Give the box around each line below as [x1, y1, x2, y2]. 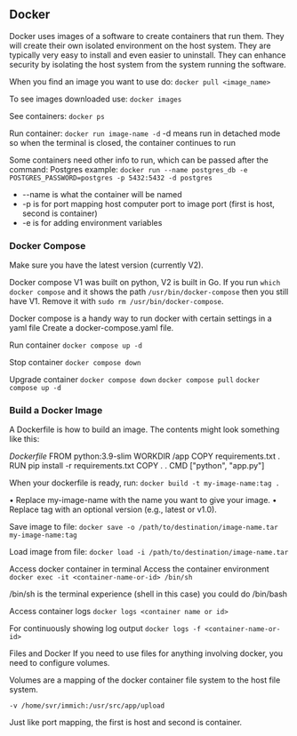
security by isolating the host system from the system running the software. [9, 59, 286, 69]
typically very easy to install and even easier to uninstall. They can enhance [9, 49, 286, 60]
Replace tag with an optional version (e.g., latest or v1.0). [9, 504, 218, 515]
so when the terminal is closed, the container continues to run [9, 137, 237, 148]
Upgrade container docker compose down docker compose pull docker [9, 374, 261, 385]
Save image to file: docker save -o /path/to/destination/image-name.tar [9, 522, 278, 532]
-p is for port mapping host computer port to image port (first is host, [21, 198, 276, 209]
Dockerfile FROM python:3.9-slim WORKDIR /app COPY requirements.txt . [9, 451, 280, 461]
